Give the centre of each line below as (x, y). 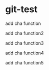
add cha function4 (25, 53)
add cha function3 (25, 43)
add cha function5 (24, 62)
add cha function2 (24, 33)
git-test (21, 9)
